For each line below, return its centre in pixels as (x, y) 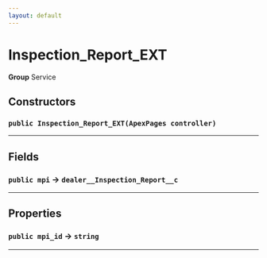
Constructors (42, 101)
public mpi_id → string (54, 237)
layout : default (35, 15)
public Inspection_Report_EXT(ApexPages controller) (112, 123)
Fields (24, 157)
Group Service (32, 77)
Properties (35, 214)
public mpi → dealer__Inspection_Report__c (93, 179)
